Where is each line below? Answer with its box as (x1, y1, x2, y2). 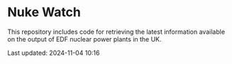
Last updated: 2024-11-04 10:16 (7, 49, 100, 57)
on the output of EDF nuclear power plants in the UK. (7, 34, 162, 43)
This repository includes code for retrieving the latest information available (7, 27, 226, 36)
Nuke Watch (7, 4, 82, 20)
